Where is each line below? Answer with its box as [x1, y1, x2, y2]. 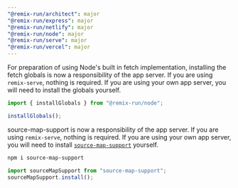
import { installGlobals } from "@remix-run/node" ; [7, 100, 163, 107]
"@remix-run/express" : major [7, 17, 94, 24]
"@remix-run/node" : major [7, 30, 84, 38]
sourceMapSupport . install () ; [7, 174, 94, 181]
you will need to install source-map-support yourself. [7, 140, 158, 149]
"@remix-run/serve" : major [7, 37, 87, 44]
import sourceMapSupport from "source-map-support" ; [7, 167, 167, 174]
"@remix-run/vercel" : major [7, 43, 91, 51]
